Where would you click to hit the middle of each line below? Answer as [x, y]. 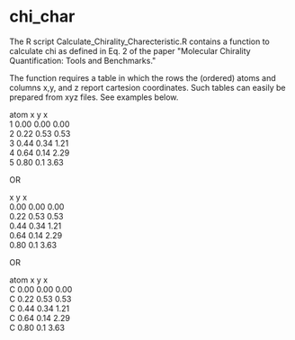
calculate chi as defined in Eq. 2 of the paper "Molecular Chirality [130, 50]
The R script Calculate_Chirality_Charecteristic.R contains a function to [139, 41]
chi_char [42, 17]
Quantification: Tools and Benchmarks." [83, 60]
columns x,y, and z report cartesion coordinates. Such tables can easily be [147, 87]
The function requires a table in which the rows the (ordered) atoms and [143, 77]
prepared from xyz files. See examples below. [94, 97]
